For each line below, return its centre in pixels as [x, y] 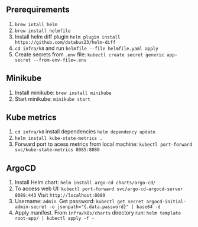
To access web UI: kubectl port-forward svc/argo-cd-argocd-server [99, 188]
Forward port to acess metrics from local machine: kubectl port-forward [103, 144]
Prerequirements [38, 10]
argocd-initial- [166, 202]
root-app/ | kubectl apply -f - [54, 219]
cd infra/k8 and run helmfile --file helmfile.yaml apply [86, 48]
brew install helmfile [43, 31]
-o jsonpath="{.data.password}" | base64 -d [105, 207]
